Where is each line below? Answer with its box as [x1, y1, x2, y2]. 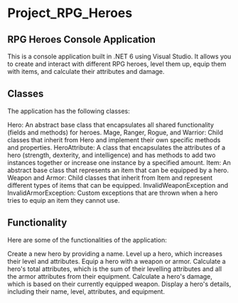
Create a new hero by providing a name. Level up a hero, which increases [7, 249, 222, 257]
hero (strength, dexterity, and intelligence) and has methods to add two [7, 151, 216, 159]
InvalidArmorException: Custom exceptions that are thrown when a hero [7, 188, 218, 197]
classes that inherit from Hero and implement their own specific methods [7, 135, 221, 144]
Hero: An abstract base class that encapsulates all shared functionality [7, 120, 215, 129]
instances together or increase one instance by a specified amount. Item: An [7, 158, 231, 166]
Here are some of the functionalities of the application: [7, 235, 167, 244]
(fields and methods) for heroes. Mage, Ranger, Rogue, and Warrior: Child [7, 128, 224, 137]
